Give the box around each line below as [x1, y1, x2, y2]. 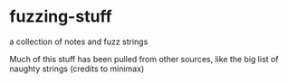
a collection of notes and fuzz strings [9, 36, 149, 47]
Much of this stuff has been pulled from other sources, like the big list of [9, 53, 279, 64]
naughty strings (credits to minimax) [9, 63, 145, 74]
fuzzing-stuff [9, 6, 112, 27]
